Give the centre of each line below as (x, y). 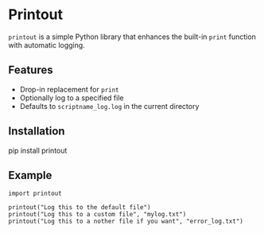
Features (31, 70)
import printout (35, 194)
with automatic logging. (47, 45)
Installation (37, 132)
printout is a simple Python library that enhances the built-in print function (132, 37)
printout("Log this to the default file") (80, 208)
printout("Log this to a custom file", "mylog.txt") (97, 215)
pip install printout (38, 150)
